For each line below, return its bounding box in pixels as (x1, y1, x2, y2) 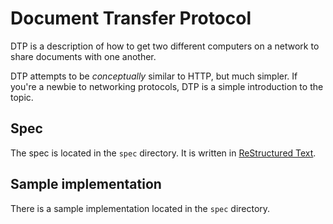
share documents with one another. (10, 50, 157, 62)
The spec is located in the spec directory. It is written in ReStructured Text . (10, 147, 317, 159)
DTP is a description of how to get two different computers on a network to (10, 40, 320, 52)
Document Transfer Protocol (10, 7, 252, 30)
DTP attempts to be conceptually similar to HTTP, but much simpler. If (10, 70, 298, 82)
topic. (10, 91, 34, 103)
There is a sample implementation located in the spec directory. (10, 202, 271, 214)
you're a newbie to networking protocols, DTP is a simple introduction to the (10, 80, 324, 92)
